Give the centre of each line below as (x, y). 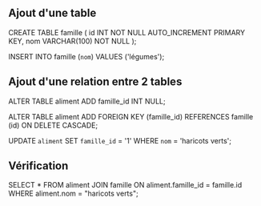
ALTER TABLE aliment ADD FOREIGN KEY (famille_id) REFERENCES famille (131, 116)
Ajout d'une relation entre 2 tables (95, 82)
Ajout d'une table (52, 13)
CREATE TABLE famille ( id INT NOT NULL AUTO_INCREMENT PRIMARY (127, 32)
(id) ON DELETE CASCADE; (53, 125)
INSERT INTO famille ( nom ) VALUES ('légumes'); (86, 56)
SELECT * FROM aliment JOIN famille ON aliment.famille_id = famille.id (125, 185)
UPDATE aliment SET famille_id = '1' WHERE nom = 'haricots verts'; (120, 140)
